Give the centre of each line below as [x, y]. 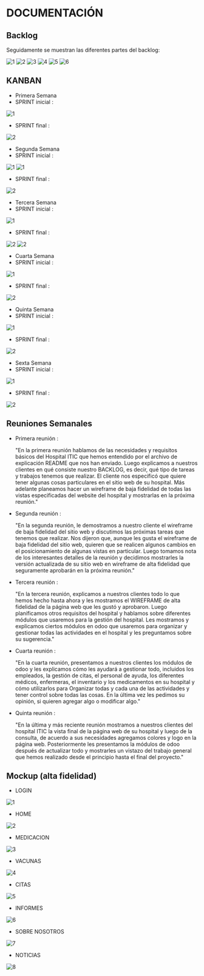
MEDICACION [32, 838]
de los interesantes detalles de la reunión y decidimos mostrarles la [99, 557]
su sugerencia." [35, 639]
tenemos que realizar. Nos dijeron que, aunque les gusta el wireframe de [106, 538]
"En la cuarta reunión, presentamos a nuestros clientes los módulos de [104, 662]
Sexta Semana [33, 363]
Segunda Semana [37, 149]
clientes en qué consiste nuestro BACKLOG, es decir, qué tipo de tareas [105, 469]
